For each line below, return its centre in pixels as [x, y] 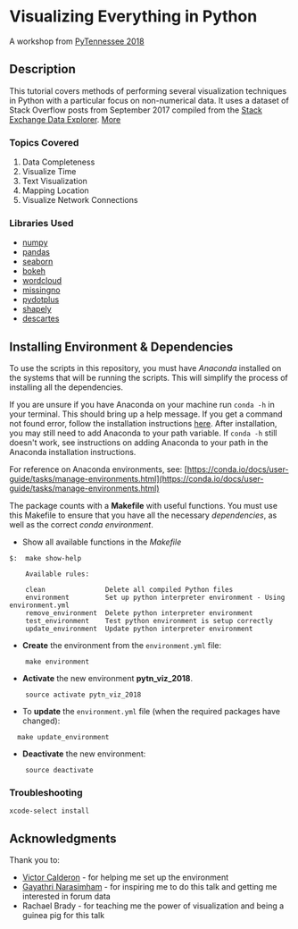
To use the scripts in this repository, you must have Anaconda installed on [145, 368]
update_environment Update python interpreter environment [139, 629]
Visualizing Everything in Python [133, 17]
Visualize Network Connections [80, 200]
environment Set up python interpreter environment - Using [155, 598]
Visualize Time [49, 172]
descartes [41, 318]
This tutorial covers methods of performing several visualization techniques [148, 90]
